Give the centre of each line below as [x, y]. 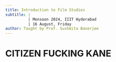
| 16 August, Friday [50, 24]
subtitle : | [18, 15]
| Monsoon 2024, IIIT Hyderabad [62, 19]
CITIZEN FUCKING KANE [58, 54]
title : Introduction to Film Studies [45, 10]
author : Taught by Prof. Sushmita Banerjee [52, 29]
